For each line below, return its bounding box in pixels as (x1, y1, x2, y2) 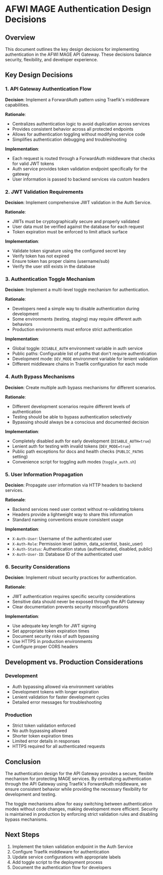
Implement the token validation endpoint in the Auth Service (12, 843, 133, 850)
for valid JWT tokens (12, 161, 54, 166)
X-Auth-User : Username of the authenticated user (12, 535, 112, 541)
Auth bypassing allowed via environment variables (12, 684, 114, 690)
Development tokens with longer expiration (12, 689, 99, 694)
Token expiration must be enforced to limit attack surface (12, 229, 128, 234)
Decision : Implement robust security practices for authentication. (5, 575, 137, 580)
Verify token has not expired (12, 253, 70, 259)
